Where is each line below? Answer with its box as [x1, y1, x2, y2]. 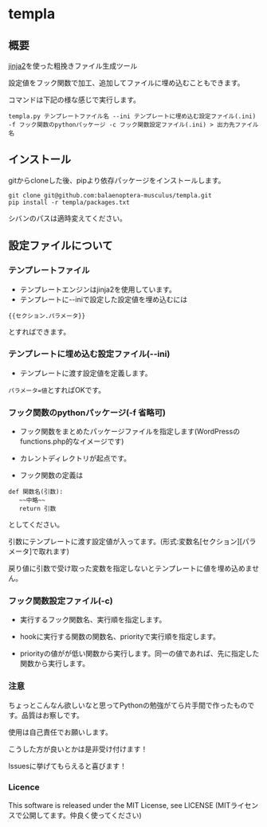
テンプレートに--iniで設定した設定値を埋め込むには [19, 294, 188, 304]
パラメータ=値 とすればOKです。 [8, 385, 106, 394]
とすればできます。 [8, 327, 71, 336]
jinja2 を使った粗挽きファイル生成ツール [8, 61, 138, 70]
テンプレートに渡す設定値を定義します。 [19, 368, 152, 378]
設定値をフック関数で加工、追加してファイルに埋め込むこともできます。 [8, 78, 245, 88]
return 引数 [18, 505, 57, 513]
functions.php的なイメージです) [19, 437, 124, 446]
